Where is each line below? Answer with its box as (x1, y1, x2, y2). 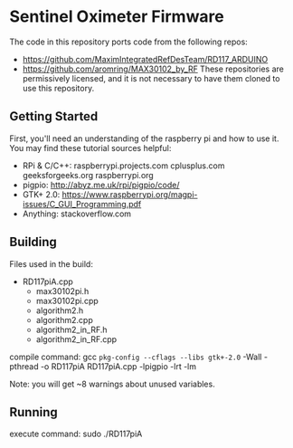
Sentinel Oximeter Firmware (9, 6, 224, 27)
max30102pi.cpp (35, 295, 99, 306)
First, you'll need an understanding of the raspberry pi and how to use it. (9, 133, 279, 144)
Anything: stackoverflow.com (22, 208, 132, 219)
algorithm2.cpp (35, 314, 93, 325)
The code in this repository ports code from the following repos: (9, 36, 249, 47)
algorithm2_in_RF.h (35, 324, 108, 335)
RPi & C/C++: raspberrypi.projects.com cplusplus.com (22, 160, 225, 171)
